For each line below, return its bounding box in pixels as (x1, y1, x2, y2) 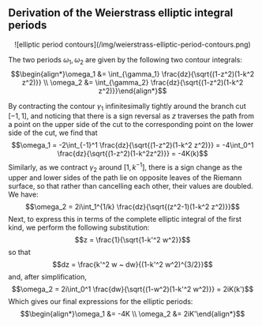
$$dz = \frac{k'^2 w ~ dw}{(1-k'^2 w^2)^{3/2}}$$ (52, 260, 213, 269)
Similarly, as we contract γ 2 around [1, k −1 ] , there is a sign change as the (8, 161, 243, 174)
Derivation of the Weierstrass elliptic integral (8, 6, 234, 20)
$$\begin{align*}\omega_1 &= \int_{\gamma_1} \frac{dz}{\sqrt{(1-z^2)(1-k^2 (10, 69, 255, 78)
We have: (8, 189, 39, 199)
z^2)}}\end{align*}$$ (98, 86, 167, 96)
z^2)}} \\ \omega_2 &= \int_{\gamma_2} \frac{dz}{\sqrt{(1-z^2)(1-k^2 (21, 77, 244, 87)
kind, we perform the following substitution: (8, 223, 150, 232)
